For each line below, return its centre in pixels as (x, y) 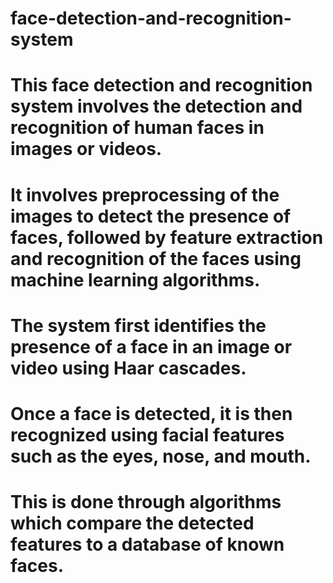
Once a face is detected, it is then (151, 413)
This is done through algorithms (146, 502)
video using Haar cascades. (128, 368)
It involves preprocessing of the (145, 194)
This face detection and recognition (161, 85)
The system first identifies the (138, 325)
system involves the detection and (156, 106)
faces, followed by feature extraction (167, 237)
